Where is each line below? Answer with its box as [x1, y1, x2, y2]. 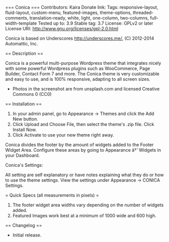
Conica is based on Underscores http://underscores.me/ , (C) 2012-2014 [5, 35, 154, 41]
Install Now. [12, 127, 37, 133]
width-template [5, 20, 37, 26]
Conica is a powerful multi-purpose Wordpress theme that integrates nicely [5, 60, 161, 66]
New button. [12, 116, 39, 122]
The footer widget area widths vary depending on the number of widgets [12, 202, 164, 208]
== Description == [5, 50, 44, 56]
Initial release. [12, 232, 42, 238]
